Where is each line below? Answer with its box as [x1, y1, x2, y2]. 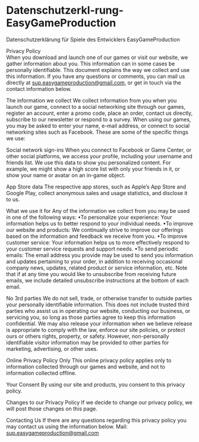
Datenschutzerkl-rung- [6, 4, 124, 17]
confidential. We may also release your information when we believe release [6, 319, 192, 327]
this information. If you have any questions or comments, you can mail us [6, 73, 185, 80]
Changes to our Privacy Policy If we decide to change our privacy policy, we [6, 399, 193, 406]
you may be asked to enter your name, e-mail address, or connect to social [6, 122, 190, 129]
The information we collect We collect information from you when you [6, 96, 177, 104]
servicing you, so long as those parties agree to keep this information [6, 314, 176, 321]
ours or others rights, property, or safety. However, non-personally [6, 333, 169, 340]
